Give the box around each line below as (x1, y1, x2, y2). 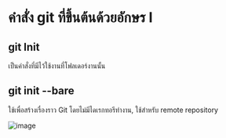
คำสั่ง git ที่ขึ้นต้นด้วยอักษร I (8, 9, 153, 27)
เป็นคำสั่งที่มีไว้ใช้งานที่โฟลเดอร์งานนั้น (8, 61, 106, 71)
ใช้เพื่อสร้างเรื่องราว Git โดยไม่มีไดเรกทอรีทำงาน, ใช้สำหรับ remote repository (8, 105, 218, 114)
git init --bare (8, 84, 75, 98)
